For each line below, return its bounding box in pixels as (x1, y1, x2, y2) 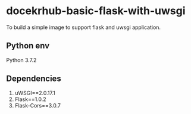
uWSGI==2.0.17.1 (14, 89, 55, 96)
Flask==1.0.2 (14, 96, 46, 103)
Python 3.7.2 (6, 56, 37, 63)
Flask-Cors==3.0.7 (14, 102, 61, 109)
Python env (6, 41, 50, 51)
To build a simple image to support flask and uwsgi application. (6, 24, 161, 31)
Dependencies (6, 74, 61, 84)
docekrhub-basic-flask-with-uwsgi (6, 4, 186, 18)
